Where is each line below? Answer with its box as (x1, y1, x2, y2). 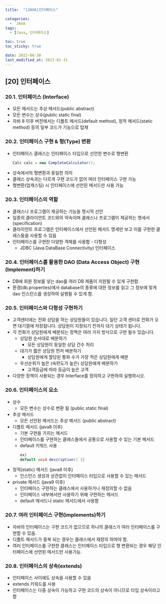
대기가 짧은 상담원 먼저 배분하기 (19, 348, 81, 354)
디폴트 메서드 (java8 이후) (12, 423, 63, 429)
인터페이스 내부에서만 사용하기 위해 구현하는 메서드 (19, 492, 119, 498)
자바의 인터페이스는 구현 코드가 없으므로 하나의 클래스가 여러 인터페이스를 (12, 524, 156, 530)
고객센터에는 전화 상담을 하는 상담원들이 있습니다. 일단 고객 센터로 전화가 (12, 317, 154, 323)
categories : (5, 16, 30, 21)
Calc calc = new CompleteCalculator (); (12, 160, 96, 165)
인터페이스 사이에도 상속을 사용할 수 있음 (12, 575, 91, 581)
